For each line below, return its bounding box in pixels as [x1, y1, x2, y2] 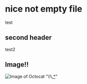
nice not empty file [5, 3, 83, 15]
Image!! [5, 61, 29, 69]
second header [5, 34, 52, 42]
